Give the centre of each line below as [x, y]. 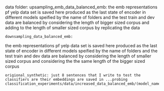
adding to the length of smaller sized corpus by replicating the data [72, 28]
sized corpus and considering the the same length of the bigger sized [75, 61]
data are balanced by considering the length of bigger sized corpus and [77, 22]
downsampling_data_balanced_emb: [39, 36]
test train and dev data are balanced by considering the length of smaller [78, 56]
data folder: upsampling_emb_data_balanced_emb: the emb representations [81, 7]
